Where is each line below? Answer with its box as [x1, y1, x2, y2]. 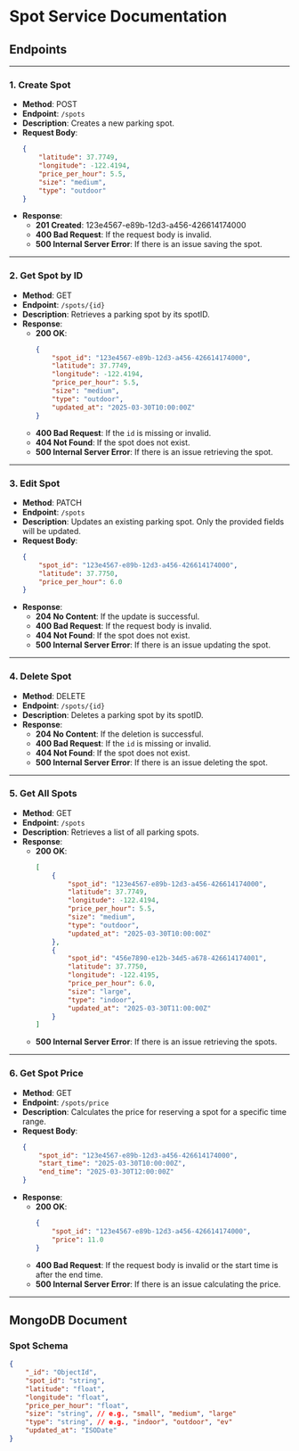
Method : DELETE [21, 690, 86, 701]
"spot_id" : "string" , [25, 1376, 105, 1385]
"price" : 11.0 [52, 1235, 104, 1244]
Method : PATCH [21, 497, 83, 507]
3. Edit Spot [9, 477, 61, 490]
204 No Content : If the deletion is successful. [35, 729, 204, 739]
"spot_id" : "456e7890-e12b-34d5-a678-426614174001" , [67, 954, 267, 963]
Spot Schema [9, 1340, 69, 1352]
